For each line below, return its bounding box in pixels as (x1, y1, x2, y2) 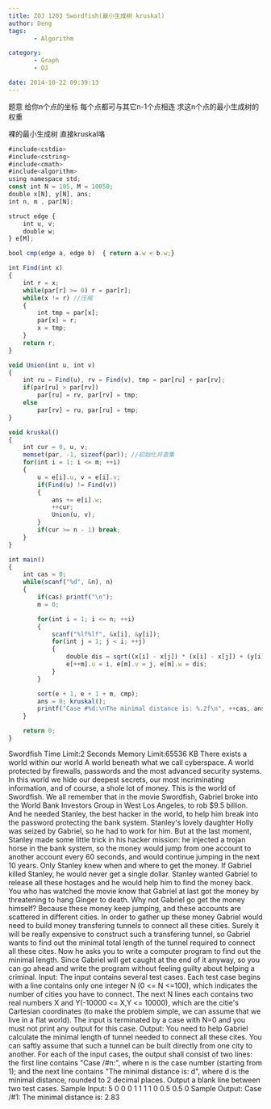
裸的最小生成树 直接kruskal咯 (8, 128, 106, 138)
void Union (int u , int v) (8, 361, 95, 369)
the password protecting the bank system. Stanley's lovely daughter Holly (8, 817, 254, 827)
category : (8, 49, 42, 57)
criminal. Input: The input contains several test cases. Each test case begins (8, 972, 261, 981)
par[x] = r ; (37, 317, 78, 325)
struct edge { (8, 212, 56, 221)
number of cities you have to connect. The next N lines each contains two (8, 989, 254, 998)
